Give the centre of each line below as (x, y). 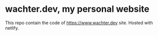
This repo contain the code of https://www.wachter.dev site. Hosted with (79, 23)
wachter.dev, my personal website (77, 9)
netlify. (12, 28)
